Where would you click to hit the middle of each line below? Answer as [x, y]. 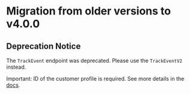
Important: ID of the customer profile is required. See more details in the [95, 79]
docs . [13, 85]
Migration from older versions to [89, 11]
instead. [16, 67]
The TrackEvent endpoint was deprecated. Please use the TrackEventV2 [94, 61]
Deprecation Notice [44, 46]
